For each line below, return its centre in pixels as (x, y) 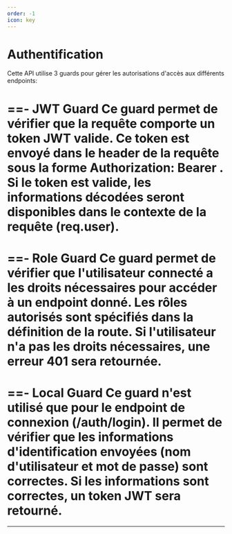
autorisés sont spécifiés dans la (100, 317)
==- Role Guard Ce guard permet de (112, 258)
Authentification (55, 54)
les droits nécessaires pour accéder (112, 287)
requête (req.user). (63, 226)
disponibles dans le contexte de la (107, 212)
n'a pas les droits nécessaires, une (109, 346)
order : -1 (21, 14)
